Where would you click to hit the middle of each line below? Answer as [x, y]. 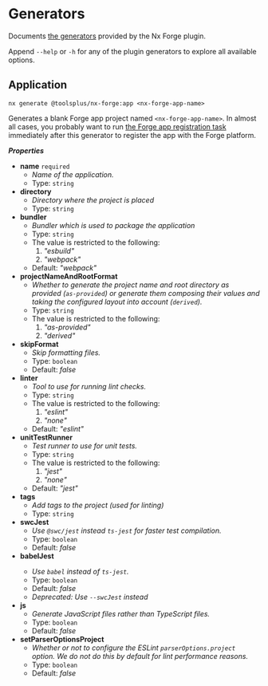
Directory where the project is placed [93, 199]
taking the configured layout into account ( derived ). [117, 302]
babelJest [37, 556]
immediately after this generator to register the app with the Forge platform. [132, 135]
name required [45, 166]
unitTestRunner [46, 437]
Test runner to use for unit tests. [85, 446]
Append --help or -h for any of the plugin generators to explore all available [132, 51]
